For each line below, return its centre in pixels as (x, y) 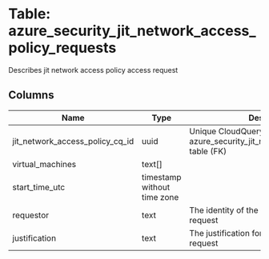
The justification (220, 233)
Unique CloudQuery (227, 131)
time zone (160, 197)
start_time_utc (39, 187)
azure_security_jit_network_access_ (132, 31)
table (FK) (208, 151)
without (156, 187)
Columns (31, 96)
